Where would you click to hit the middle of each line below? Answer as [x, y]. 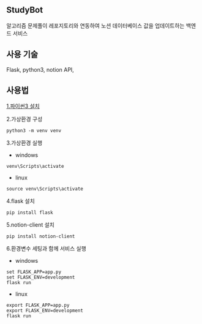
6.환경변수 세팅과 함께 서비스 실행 [47, 249]
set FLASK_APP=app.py [34, 272]
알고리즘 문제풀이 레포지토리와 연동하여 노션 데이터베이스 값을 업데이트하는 [95, 25]
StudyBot [25, 10]
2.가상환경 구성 [24, 119]
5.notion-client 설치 [31, 225]
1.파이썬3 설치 [23, 106]
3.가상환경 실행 [24, 143]
